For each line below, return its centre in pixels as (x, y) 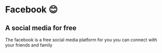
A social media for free (41, 28)
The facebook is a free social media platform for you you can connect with (81, 40)
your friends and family (29, 45)
